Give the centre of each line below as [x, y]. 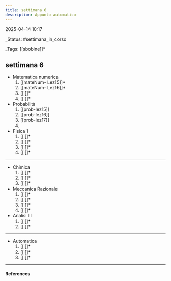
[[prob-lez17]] [35, 120]
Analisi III [22, 216]
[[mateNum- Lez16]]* [43, 88]
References [18, 274]
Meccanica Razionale [35, 189]
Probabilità [24, 104]
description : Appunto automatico [41, 15]
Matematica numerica [35, 77]
